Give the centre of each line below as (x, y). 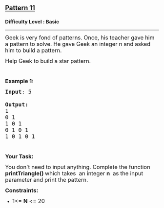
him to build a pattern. (33, 50)
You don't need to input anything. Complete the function (78, 167)
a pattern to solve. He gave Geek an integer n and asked (78, 44)
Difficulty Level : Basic (32, 22)
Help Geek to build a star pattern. (48, 61)
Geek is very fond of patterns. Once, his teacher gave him (80, 37)
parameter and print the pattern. (47, 180)
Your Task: (19, 156)
